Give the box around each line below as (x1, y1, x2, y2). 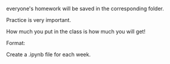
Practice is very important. (6, 17, 72, 23)
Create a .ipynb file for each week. (6, 51, 91, 58)
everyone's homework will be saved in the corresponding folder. (6, 5, 164, 12)
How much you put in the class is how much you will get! (6, 28, 146, 35)
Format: (6, 40, 26, 46)
